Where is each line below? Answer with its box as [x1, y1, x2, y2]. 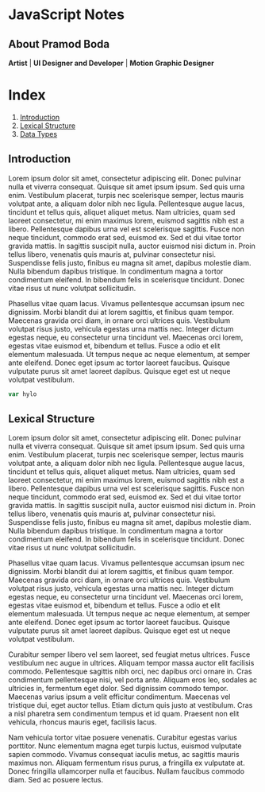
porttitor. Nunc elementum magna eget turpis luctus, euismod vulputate [8, 741, 242, 751]
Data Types [19, 129, 58, 138]
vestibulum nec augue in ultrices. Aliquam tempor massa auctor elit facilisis [8, 658, 255, 668]
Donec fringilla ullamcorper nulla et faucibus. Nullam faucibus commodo [8, 767, 244, 776]
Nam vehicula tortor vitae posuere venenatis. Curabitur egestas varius [8, 733, 238, 743]
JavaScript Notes [8, 6, 125, 24]
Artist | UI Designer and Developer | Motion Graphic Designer [8, 58, 214, 68]
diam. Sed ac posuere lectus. [8, 775, 104, 785]
